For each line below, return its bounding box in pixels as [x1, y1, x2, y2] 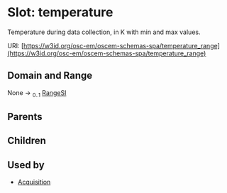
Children [7, 135, 46, 147]
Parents [7, 111, 43, 123]
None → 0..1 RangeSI [7, 88, 67, 99]
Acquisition [17, 178, 51, 187]
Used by [7, 159, 45, 171]
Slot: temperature [7, 4, 113, 21]
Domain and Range [7, 70, 93, 82]
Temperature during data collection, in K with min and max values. [7, 28, 201, 36]
